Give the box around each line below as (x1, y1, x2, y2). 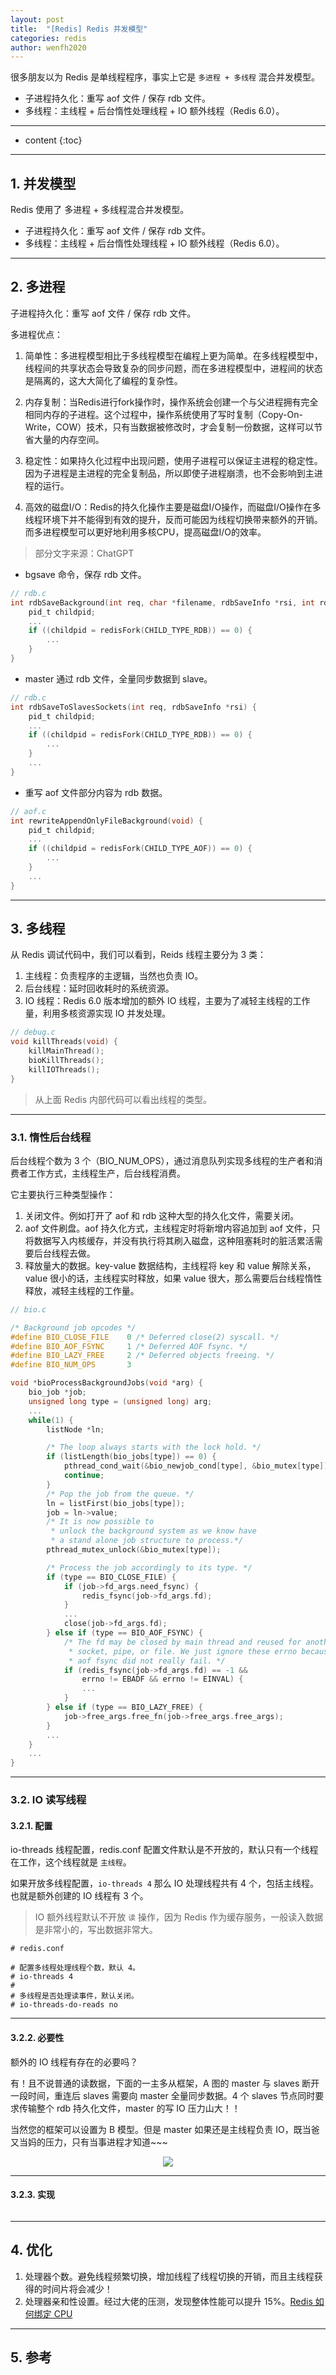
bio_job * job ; (28, 1387, 87, 1398)
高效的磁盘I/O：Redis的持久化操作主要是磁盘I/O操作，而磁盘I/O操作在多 (24, 501, 322, 513)
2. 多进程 (10, 279, 66, 296)
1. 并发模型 (10, 175, 77, 192)
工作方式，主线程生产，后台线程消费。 (27, 1167, 186, 1179)
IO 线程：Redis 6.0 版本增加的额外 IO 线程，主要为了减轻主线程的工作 (24, 995, 311, 1007)
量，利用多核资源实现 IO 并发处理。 (24, 1007, 172, 1020)
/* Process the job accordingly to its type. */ (46, 1562, 253, 1573)
